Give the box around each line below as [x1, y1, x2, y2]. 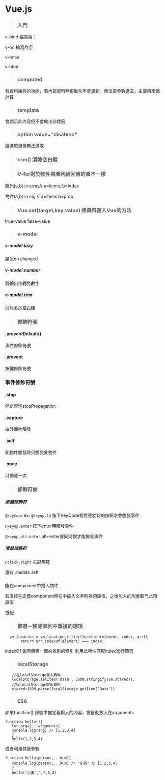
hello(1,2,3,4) [11, 737, 43, 742]
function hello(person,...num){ [5, 756, 71, 761]
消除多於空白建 [5, 305, 35, 311]
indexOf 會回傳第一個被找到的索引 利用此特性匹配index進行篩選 [5, 648, 134, 654]
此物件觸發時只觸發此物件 [5, 449, 57, 455]
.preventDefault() [5, 331, 42, 337]
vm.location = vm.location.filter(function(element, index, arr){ [9, 634, 148, 639]
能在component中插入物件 [5, 582, 58, 588]
